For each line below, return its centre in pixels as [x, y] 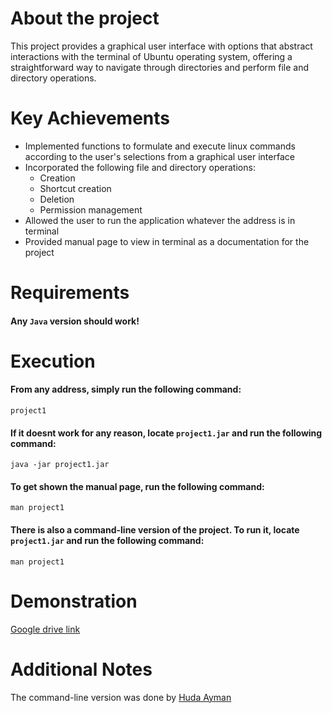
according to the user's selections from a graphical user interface [159, 156]
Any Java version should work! [75, 321]
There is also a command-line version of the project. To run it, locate [155, 530]
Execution [53, 361]
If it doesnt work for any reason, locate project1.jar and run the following [166, 433]
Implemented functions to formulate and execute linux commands [160, 146]
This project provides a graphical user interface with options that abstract [161, 46]
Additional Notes [81, 669]
